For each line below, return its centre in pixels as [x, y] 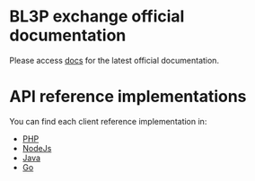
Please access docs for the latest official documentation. [114, 60]
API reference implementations [128, 97]
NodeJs [37, 148]
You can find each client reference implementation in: [108, 121]
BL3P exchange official [97, 17]
